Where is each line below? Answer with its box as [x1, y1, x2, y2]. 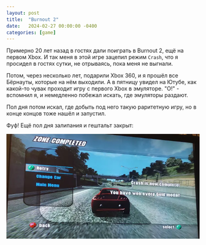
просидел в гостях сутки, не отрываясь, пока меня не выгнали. [6, 60, 174, 68]
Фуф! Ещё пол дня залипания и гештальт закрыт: [6, 122, 134, 129]
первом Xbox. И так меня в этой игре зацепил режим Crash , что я [6, 53, 178, 61]
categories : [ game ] [6, 29, 56, 36]
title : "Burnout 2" [6, 16, 59, 23]
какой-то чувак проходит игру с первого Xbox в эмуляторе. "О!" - [6, 85, 180, 92]
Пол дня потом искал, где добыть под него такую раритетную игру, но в [6, 103, 197, 111]
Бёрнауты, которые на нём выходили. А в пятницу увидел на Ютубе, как [6, 79, 197, 86]
